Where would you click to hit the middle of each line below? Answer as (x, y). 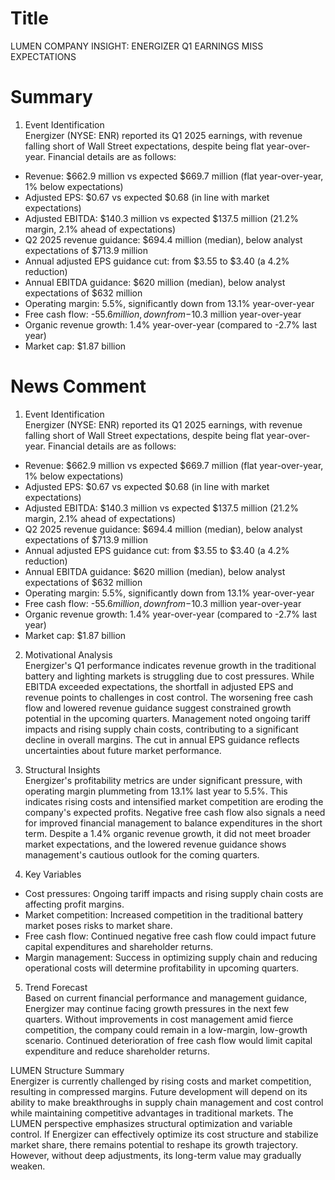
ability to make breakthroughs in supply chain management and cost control (167, 1102)
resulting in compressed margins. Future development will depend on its (159, 1091)
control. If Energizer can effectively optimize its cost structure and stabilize (164, 1134)
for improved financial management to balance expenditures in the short (173, 823)
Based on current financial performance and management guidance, (166, 998)
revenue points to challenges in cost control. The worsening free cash (169, 697)
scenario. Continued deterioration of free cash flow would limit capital (168, 1040)
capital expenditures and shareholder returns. (119, 946)
